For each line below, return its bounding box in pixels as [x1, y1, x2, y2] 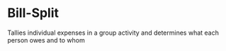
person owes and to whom [7, 35, 85, 44]
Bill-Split [7, 5, 59, 21]
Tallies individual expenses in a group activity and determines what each [7, 28, 220, 37]
